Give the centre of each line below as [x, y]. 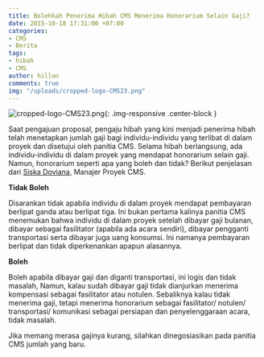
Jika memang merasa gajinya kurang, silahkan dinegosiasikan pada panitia [132, 336]
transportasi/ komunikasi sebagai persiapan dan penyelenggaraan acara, [129, 312]
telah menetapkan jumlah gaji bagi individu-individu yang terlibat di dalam [130, 138]
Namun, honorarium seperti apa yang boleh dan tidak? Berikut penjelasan [130, 164]
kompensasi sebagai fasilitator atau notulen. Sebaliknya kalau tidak [120, 294]
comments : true [34, 83]
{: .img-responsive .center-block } [161, 114]
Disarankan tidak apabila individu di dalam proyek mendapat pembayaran [130, 203]
